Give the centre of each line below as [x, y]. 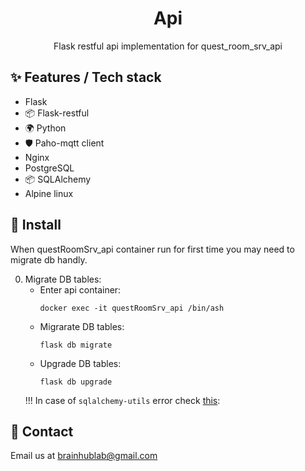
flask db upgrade [76, 382]
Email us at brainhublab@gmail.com [84, 456]
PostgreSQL [49, 168]
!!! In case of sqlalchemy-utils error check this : [122, 400]
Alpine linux [49, 193]
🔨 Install [36, 225]
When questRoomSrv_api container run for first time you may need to [152, 249]
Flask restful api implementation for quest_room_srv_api [168, 46]
